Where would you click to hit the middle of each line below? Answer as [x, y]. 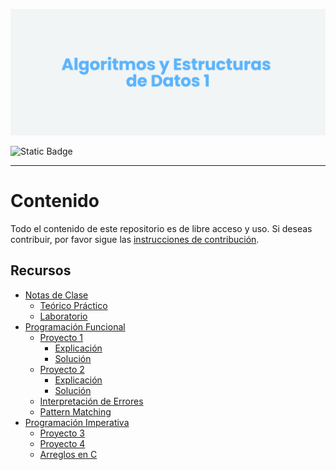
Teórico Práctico [73, 305]
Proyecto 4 [62, 443]
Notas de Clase [56, 295]
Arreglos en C [68, 454]
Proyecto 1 [61, 337]
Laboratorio [63, 316]
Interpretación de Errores [91, 401]
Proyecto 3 [62, 433]
